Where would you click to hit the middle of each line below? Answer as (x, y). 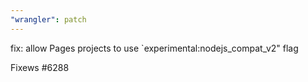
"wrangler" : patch (48, 19)
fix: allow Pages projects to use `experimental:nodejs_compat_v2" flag (154, 48)
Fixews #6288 (40, 67)
